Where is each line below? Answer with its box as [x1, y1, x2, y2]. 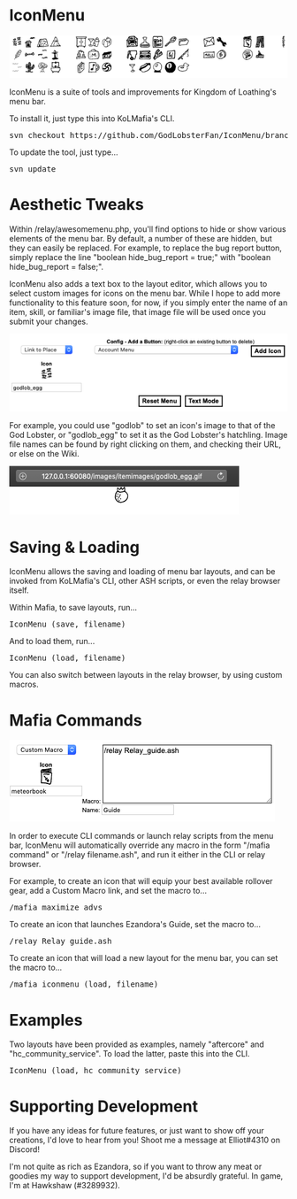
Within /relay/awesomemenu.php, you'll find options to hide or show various [9, 224, 286, 234]
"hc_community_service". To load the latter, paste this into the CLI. [9, 1049, 250, 1059]
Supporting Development [9, 1096, 199, 1116]
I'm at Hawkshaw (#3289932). [9, 1180, 121, 1191]
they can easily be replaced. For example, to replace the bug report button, [9, 242, 283, 253]
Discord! [9, 1144, 40, 1155]
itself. [9, 585, 29, 596]
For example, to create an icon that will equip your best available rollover [9, 876, 273, 887]
